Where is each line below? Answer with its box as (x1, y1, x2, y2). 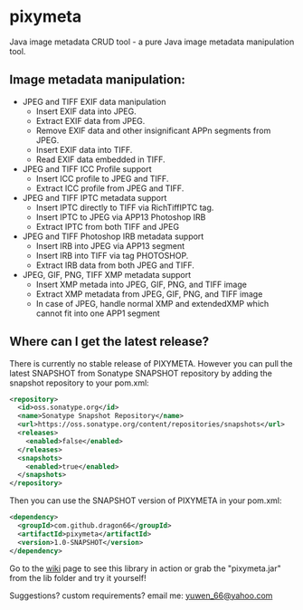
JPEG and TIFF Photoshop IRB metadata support (22, 231, 204, 242)
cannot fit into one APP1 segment (35, 308, 160, 319)
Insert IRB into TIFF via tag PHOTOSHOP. (35, 250, 189, 261)
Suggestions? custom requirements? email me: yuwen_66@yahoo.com (9, 590, 273, 601)
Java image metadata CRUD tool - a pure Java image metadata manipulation (9, 36, 295, 47)
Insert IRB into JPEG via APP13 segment (35, 240, 185, 251)
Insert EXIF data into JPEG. (35, 106, 137, 117)
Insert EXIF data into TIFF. (35, 144, 133, 155)
